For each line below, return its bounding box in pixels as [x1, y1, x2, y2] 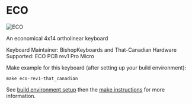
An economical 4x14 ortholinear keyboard [6, 34, 108, 42]
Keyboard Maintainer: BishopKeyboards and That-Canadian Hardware [6, 46, 177, 53]
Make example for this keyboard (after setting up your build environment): [6, 64, 187, 71]
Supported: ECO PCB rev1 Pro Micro [6, 52, 95, 59]
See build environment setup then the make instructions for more [6, 86, 165, 93]
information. [6, 92, 36, 99]
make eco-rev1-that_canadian [6, 75, 78, 81]
